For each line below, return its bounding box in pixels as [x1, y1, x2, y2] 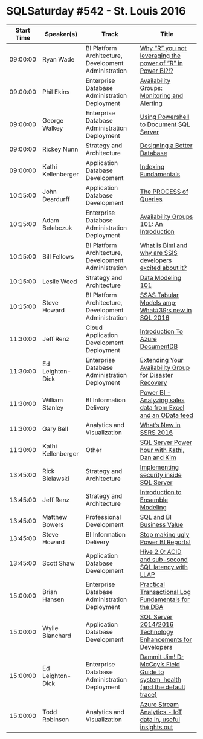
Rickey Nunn [42, 145, 79, 153]
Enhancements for [140, 635, 192, 644]
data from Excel [140, 403, 185, 411]
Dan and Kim [140, 453, 176, 462]
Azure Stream [140, 700, 179, 708]
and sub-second [140, 555, 188, 563]
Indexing [140, 162, 165, 170]
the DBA [140, 602, 164, 611]
